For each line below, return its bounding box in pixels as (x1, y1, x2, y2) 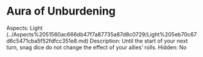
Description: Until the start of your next (89, 37, 188, 44)
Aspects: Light (6, 24, 43, 32)
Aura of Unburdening (6, 4, 116, 18)
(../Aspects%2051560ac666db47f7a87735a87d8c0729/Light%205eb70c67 (6, 30, 197, 38)
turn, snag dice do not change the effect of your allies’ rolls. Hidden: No (6, 44, 187, 51)
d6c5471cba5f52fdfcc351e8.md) (6, 37, 89, 44)
